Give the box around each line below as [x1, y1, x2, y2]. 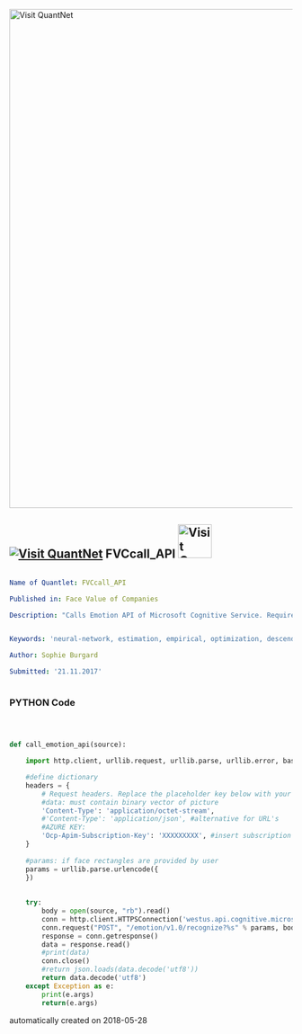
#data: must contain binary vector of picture [41, 798, 219, 807]
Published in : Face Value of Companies [9, 594, 159, 603]
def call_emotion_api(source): [9, 740, 127, 750]
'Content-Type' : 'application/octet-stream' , [41, 806, 216, 816]
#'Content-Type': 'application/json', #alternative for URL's [41, 815, 280, 824]
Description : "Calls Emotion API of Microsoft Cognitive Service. [9, 611, 263, 620]
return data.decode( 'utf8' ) [41, 974, 147, 983]
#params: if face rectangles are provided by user [25, 856, 219, 865]
